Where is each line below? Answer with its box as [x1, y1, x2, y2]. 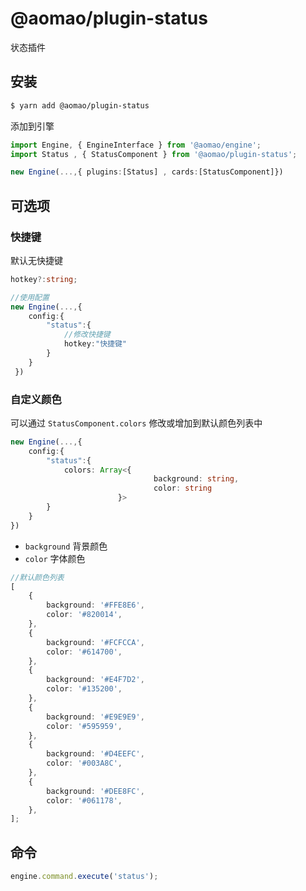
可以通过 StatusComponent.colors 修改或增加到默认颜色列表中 [10, 417, 263, 429]
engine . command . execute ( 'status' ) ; [10, 872, 159, 882]
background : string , [153, 474, 240, 484]
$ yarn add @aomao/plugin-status [10, 100, 150, 111]
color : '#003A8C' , [46, 758, 123, 769]
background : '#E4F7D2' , [46, 675, 145, 685]
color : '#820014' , [46, 610, 123, 620]
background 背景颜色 [24, 540, 108, 552]
